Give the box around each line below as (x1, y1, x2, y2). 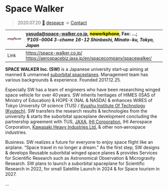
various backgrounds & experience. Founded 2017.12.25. (5, 77, 121, 83)
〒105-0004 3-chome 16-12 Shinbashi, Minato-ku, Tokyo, (25, 37, 154, 43)
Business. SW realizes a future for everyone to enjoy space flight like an (5, 139, 153, 145)
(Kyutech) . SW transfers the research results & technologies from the (5, 108, 147, 114)
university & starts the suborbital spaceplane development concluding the (5, 114, 157, 120)
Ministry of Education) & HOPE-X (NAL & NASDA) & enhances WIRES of (5, 98, 152, 104)
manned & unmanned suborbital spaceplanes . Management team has (5, 71, 148, 78)
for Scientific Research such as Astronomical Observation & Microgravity (5, 155, 155, 161)
